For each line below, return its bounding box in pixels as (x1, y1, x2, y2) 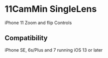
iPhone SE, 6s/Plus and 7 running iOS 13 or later (4, 47, 103, 53)
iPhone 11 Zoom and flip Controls (4, 20, 72, 26)
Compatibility (4, 34, 48, 42)
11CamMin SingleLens (4, 3, 97, 15)
